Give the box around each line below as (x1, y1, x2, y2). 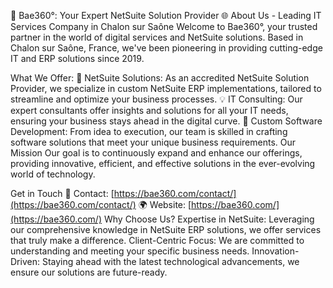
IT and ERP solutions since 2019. (10, 53, 145, 64)
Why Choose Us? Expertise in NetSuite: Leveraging (103, 213, 315, 225)
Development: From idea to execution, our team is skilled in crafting (10, 126, 288, 137)
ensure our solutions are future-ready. (10, 266, 168, 278)
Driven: (10, 256, 40, 267)
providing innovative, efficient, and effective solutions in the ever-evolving (10, 158, 316, 169)
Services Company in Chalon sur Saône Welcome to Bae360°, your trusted (10, 21, 318, 32)
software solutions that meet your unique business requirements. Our (10, 136, 297, 148)
